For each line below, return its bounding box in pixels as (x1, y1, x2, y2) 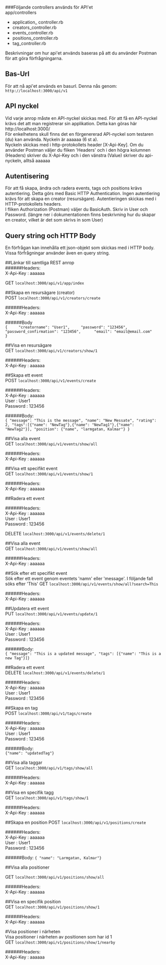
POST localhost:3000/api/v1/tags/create (5, 711, 92, 717)
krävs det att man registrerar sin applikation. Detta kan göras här (5, 120, 137, 126)
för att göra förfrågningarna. (5, 55, 63, 61)
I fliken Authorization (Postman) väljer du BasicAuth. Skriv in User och (5, 207, 148, 213)
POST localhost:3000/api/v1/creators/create (5, 295, 101, 301)
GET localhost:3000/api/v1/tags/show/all (5, 765, 93, 771)
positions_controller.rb (12, 35, 59, 41)
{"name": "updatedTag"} (5, 751, 55, 756)
